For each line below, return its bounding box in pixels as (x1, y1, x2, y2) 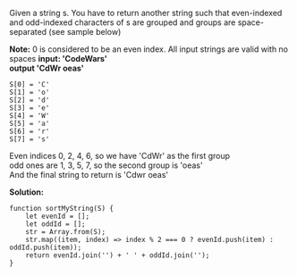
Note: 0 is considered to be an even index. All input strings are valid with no (9, 44, 289, 54)
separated (9, 27, 47, 37)
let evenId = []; (25, 212, 90, 221)
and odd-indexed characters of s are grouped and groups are (9, 17, 236, 28)
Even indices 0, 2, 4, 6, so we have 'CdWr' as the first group (9, 151, 231, 161)
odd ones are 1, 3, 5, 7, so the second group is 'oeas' (9, 160, 203, 171)
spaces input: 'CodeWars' (9, 54, 107, 63)
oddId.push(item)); (9, 243, 82, 252)
